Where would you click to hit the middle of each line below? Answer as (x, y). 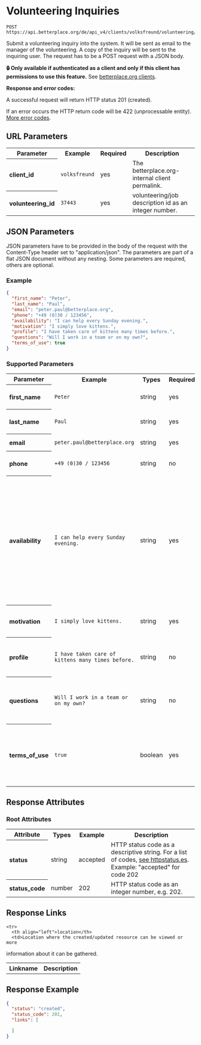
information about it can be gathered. (52, 953)
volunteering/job (156, 196)
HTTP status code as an (144, 884)
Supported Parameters (40, 364)
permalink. (147, 185)
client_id (22, 175)
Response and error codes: (41, 88)
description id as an (160, 203)
